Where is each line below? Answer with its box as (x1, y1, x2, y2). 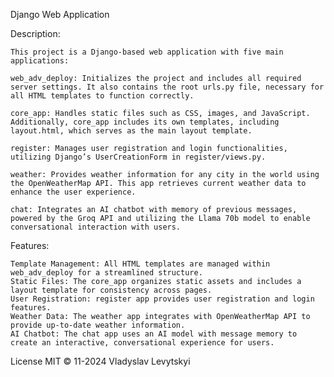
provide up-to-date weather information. (10, 320, 186, 330)
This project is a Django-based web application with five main (10, 47, 284, 57)
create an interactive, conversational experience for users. (10, 338, 275, 348)
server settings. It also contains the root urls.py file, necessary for (10, 82, 325, 92)
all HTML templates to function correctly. (10, 91, 195, 101)
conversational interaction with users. (10, 222, 182, 232)
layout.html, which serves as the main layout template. (10, 126, 253, 136)
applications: (10, 56, 70, 66)
